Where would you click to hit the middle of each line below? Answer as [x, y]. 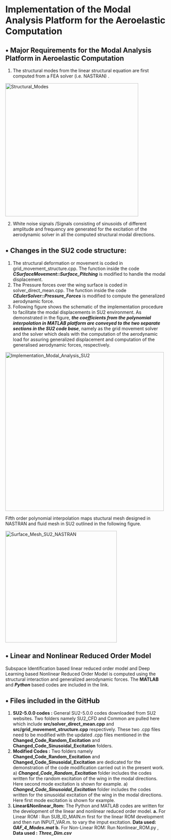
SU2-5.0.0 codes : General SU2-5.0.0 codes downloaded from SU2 [84, 713]
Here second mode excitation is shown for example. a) [70, 784]
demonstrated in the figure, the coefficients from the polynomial [82, 317]
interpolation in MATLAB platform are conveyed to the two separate [86, 323]
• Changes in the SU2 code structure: [66, 251]
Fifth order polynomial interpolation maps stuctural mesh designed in [78, 518]
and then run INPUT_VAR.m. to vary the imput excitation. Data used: [84, 822]
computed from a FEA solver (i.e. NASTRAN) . [61, 76]
